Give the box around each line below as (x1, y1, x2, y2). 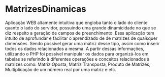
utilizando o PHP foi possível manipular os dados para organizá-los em (5, 51, 149, 57)
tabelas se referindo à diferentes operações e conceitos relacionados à (5, 56, 150, 62)
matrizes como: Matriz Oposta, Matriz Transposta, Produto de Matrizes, (5, 61, 151, 67)
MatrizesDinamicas (5, 3, 86, 15)
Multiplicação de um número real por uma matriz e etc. (5, 66, 117, 72)
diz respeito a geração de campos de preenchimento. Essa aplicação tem (5, 30, 154, 36)
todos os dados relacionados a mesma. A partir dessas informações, (5, 46, 144, 51)
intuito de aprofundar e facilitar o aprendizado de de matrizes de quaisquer (5, 35, 158, 41)
